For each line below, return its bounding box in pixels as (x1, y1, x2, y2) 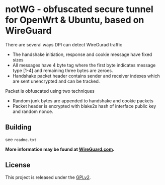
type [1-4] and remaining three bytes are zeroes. (12, 67, 113, 74)
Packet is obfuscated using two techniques (5, 88, 95, 94)
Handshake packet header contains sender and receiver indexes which (12, 73, 160, 79)
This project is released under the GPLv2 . (5, 174, 91, 180)
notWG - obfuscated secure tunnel (5, 4, 153, 15)
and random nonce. (12, 108, 54, 114)
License (5, 161, 31, 169)
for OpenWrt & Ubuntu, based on (5, 14, 144, 26)
